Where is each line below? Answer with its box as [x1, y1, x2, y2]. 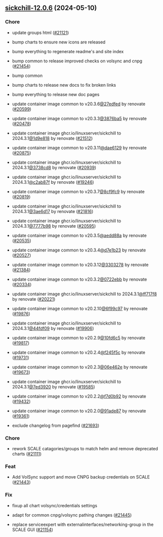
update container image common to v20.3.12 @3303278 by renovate [12, 262, 149, 268]
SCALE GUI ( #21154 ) [12, 526, 54, 533]
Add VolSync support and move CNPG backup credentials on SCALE [12, 474, 150, 480]
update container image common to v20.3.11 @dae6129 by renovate [12, 145, 147, 151]
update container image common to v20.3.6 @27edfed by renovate [12, 101, 145, 107]
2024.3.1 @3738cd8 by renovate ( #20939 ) [12, 164, 96, 170]
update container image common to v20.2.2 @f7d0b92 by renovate [12, 393, 146, 399]
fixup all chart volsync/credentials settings [12, 502, 97, 508]
